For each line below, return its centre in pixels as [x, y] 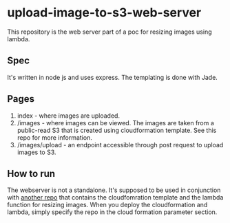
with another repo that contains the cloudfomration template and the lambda [115, 198]
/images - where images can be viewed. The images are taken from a [116, 123]
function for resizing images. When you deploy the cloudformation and [107, 205]
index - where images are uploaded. [69, 116]
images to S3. [36, 152]
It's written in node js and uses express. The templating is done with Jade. [113, 77]
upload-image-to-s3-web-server [104, 13]
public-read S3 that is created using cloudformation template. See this [117, 130]
